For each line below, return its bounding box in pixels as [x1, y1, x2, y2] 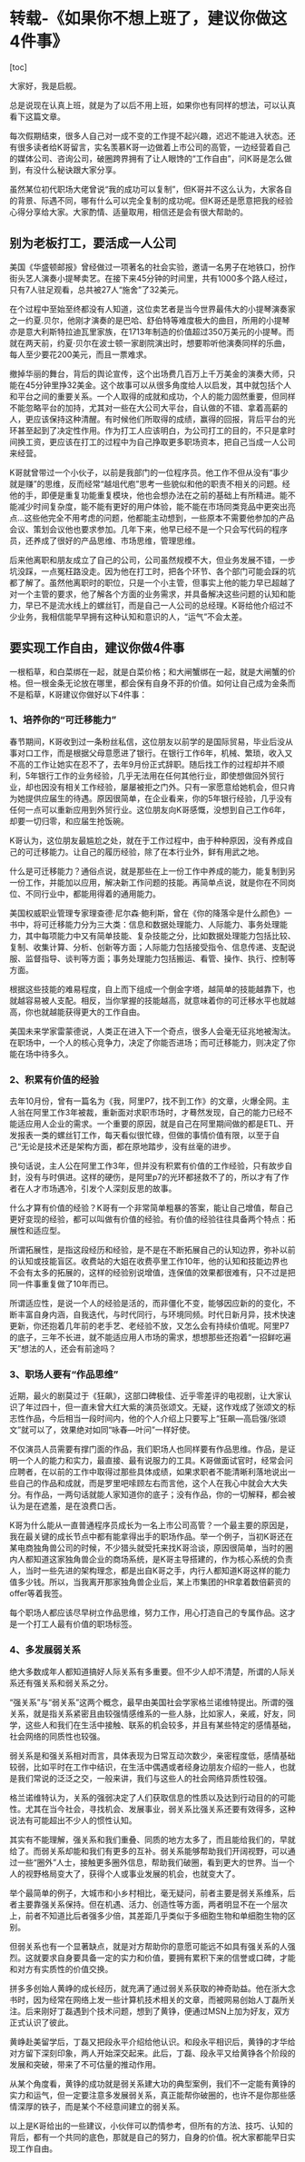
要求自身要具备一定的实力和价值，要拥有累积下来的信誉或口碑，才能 [40, 1952, 296, 1963]
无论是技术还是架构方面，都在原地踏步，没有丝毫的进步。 [21, 1141, 236, 1152]
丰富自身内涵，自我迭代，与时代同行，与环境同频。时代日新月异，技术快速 [16, 1309, 296, 1320]
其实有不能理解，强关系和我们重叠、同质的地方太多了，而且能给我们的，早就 [9, 1834, 296, 1845]
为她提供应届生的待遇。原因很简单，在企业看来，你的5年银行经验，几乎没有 [9, 792, 293, 804]
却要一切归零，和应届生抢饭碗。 [9, 815, 129, 827]
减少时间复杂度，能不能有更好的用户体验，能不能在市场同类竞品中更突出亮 [16, 501, 296, 511]
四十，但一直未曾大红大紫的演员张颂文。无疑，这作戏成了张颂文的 [40, 1402, 288, 1413]
